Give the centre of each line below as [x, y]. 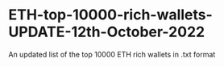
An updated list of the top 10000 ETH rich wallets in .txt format [112, 54]
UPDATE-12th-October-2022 [107, 32]
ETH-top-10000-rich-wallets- [111, 15]
